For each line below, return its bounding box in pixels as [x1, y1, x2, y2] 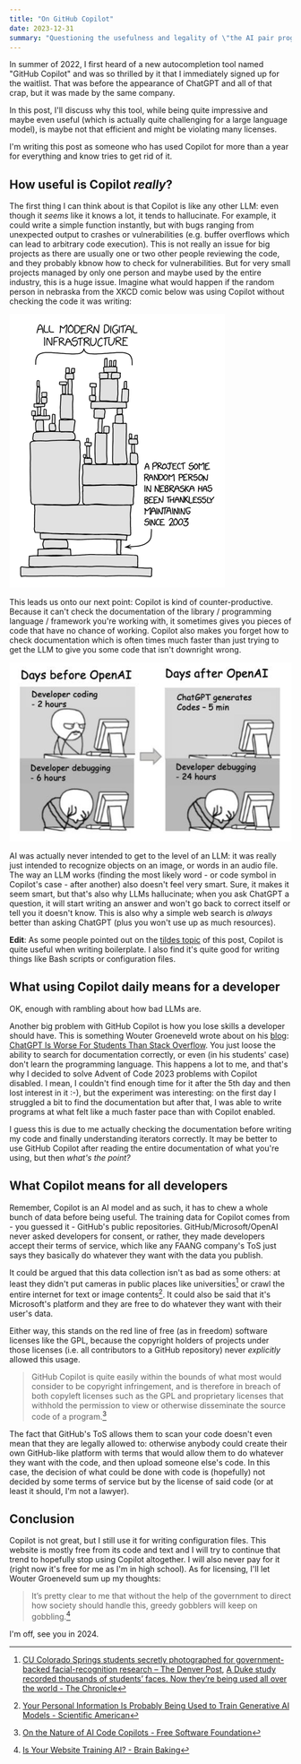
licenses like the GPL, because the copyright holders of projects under [9, 1336, 270, 1345]
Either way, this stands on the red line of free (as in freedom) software [9, 1326, 268, 1336]
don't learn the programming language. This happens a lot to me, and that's [9, 1059, 288, 1069]
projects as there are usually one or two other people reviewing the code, [9, 248, 280, 259]
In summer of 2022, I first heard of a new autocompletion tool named [9, 59, 264, 70]
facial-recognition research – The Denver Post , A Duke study [52, 1664, 276, 1675]
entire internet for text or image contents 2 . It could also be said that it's [9, 1287, 271, 1300]
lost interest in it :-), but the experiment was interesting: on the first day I [9, 1087, 277, 1098]
